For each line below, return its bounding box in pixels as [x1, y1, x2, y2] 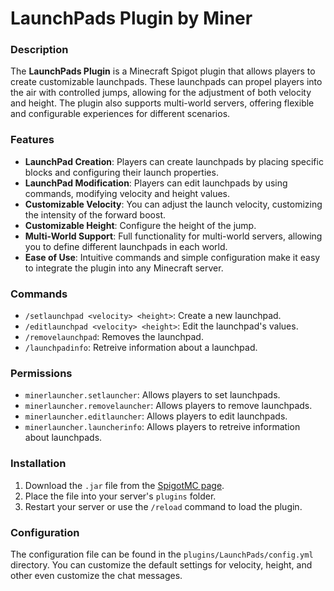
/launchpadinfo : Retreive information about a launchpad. [24, 342, 258, 354]
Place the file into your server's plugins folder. [24, 490, 217, 502]
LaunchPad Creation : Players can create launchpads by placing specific [24, 155, 324, 167]
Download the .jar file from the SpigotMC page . [24, 479, 225, 491]
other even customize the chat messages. [10, 569, 183, 581]
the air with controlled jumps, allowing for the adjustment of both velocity [10, 87, 312, 99]
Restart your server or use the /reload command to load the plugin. [24, 500, 303, 512]
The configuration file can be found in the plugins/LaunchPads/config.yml [10, 548, 314, 560]
